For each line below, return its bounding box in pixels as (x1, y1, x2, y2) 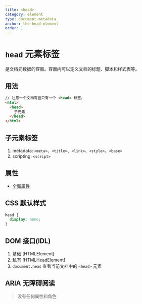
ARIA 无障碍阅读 (5, 279, 55, 288)
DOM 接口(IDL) (5, 236, 51, 245)
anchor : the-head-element (5, 21, 58, 26)
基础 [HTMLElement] (12, 251, 55, 256)
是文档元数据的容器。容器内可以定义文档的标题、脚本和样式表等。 (5, 66, 140, 72)
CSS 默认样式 (5, 199, 47, 208)
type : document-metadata (5, 16, 56, 21)
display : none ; (9, 217, 41, 222)
